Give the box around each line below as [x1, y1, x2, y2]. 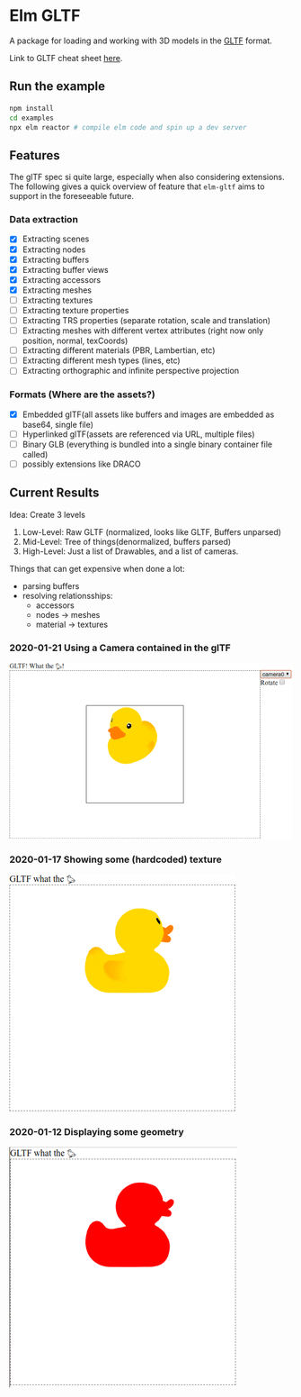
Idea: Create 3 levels [9, 509, 85, 520]
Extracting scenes [22, 233, 90, 244]
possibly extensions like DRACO [22, 458, 141, 469]
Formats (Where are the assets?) [9, 388, 155, 401]
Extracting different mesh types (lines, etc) [22, 355, 181, 366]
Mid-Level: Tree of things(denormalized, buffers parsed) [22, 536, 232, 547]
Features [9, 148, 60, 163]
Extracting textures [22, 295, 93, 305]
